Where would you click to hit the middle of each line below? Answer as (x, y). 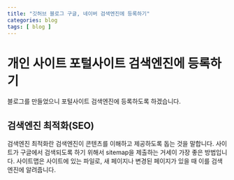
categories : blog (32, 20)
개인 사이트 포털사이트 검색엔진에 (96, 63)
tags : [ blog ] (29, 27)
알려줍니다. (41, 170)
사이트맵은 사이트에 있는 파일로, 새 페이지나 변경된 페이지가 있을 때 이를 (113, 161)
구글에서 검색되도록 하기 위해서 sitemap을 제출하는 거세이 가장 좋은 (112, 152)
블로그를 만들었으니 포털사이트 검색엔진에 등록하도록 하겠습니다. (94, 101)
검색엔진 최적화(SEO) (51, 125)
